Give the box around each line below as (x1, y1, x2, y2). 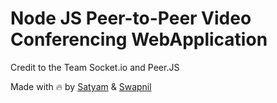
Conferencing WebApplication (10, 28, 268, 51)
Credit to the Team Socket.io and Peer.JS (10, 61, 180, 73)
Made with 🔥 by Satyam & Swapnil (10, 80, 152, 92)
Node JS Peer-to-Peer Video (10, 7, 252, 30)
